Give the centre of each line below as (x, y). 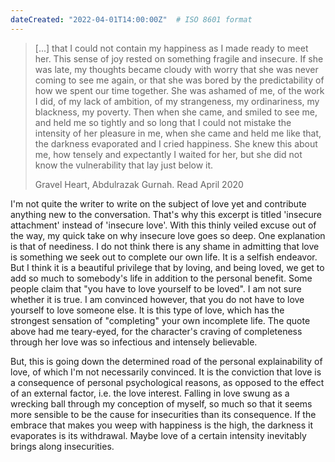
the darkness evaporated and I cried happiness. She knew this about (176, 143)
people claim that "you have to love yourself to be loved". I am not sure (156, 288)
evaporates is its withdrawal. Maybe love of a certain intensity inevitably (158, 435)
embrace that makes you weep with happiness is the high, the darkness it (162, 425)
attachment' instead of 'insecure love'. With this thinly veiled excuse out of (163, 225)
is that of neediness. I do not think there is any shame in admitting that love (165, 246)
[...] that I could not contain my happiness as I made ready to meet (171, 48)
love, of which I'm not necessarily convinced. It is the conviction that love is (166, 372)
